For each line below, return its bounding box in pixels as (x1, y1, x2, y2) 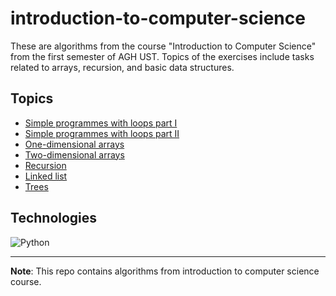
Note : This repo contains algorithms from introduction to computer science (10, 265, 320, 277)
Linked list (24, 170, 68, 182)
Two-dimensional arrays (24, 148, 125, 161)
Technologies (10, 210, 98, 227)
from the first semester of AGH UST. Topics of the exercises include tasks (10, 50, 315, 62)
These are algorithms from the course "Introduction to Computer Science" (10, 40, 317, 52)
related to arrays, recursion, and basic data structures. (10, 61, 235, 73)
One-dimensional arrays (24, 138, 125, 150)
